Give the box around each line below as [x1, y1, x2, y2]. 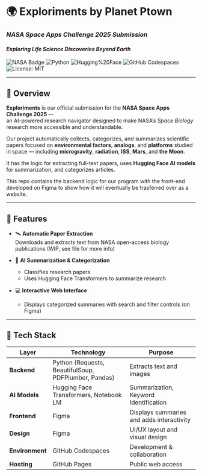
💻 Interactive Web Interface [14, 287, 87, 294]
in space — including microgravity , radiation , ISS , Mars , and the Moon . [6, 148, 185, 155]
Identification [129, 398, 167, 407]
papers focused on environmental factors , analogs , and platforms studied [6, 142, 193, 149]
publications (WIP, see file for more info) [14, 245, 115, 252]
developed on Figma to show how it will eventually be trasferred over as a [6, 184, 189, 192]
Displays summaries [129, 408, 186, 416]
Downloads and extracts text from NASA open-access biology [14, 239, 170, 246]
